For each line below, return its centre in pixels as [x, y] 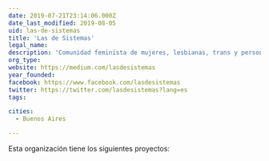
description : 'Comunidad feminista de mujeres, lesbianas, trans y [123, 53]
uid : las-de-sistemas [44, 30]
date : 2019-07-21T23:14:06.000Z [62, 16]
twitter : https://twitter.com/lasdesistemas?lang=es [98, 90]
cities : [21, 112]
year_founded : [32, 75]
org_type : [25, 61]
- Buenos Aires [41, 119]
